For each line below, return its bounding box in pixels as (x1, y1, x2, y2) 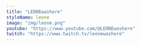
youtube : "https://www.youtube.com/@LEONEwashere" (6, 25, 136, 32)
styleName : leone (6, 14, 50, 20)
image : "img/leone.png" (6, 20, 66, 26)
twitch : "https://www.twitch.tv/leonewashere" (6, 31, 125, 37)
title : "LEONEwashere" (6, 8, 63, 15)
